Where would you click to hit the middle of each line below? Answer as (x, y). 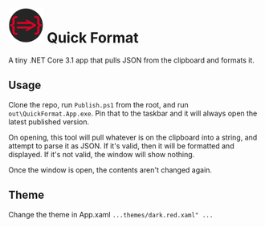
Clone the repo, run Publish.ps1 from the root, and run (98, 104)
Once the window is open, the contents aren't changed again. (110, 170)
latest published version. (49, 122)
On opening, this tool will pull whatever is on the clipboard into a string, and (133, 137)
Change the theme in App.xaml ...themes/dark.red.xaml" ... (111, 214)
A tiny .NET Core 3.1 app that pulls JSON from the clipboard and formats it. (132, 60)
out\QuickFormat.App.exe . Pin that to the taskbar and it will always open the (133, 113)
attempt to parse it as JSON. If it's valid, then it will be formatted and (121, 146)
